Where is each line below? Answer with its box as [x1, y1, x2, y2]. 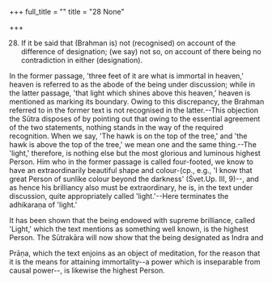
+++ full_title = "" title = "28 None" [9, 7, 125, 16]
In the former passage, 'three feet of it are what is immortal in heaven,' [9, 71, 244, 80]
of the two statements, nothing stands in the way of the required [9, 123, 223, 132]
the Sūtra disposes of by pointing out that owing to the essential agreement [9, 114, 261, 124]
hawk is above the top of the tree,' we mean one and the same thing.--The [9, 140, 257, 149]
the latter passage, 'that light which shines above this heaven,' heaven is [9, 88, 251, 98]
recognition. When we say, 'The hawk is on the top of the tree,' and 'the [9, 131, 248, 141]
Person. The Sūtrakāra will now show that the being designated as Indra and [9, 233, 264, 242]
